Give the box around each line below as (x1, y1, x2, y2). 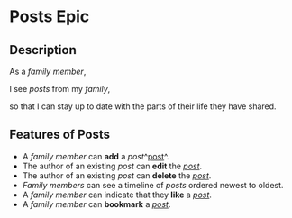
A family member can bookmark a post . (22, 198, 171, 209)
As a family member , (9, 66, 87, 77)
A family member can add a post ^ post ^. (22, 150, 169, 161)
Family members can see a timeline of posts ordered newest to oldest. (22, 179, 284, 190)
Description (9, 42, 77, 58)
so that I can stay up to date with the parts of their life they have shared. (9, 101, 277, 112)
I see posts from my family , (9, 84, 111, 94)
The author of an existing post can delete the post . (22, 169, 212, 181)
